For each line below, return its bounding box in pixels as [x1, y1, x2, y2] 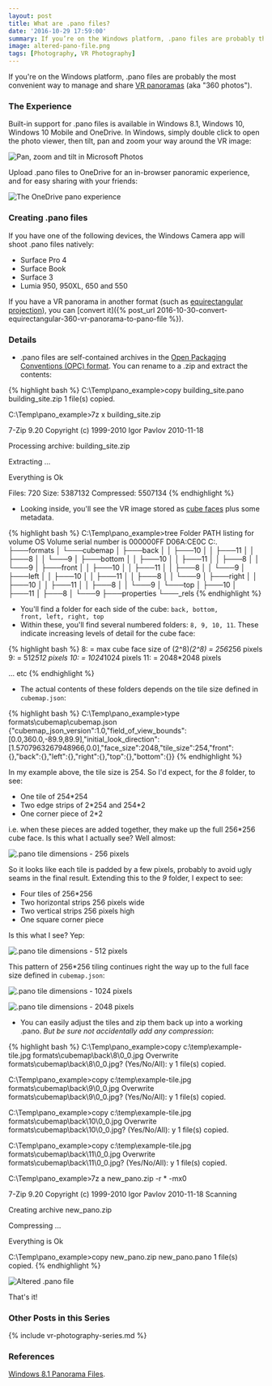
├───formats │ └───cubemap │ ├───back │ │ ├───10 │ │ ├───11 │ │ [8, 545, 255, 555]
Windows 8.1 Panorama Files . [8, 1369, 106, 1379]
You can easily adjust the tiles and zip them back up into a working [19, 1017, 243, 1027]
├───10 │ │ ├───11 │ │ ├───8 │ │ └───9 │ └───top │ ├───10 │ [8, 580, 237, 589]
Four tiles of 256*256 [19, 888, 93, 898]
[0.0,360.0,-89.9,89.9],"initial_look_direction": [8, 734, 160, 744]
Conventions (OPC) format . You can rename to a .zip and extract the [19, 361, 249, 370]
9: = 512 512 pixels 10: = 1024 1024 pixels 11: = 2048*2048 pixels [8, 652, 222, 662]
